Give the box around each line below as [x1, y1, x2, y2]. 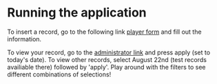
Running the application [7, 5, 147, 21]
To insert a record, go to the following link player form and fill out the [7, 28, 202, 36]
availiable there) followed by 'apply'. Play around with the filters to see [7, 63, 206, 71]
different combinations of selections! [7, 70, 112, 78]
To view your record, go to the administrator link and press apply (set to [7, 48, 211, 56]
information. [7, 34, 42, 43]
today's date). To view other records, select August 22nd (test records [7, 55, 207, 63]
